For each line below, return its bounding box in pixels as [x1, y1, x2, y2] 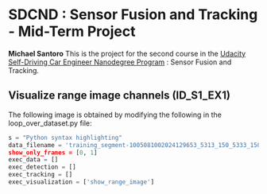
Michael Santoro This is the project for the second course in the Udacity [8, 48, 246, 58]
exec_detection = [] [8, 163, 77, 172]
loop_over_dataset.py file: [8, 118, 93, 128]
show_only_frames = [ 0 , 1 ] [8, 149, 98, 157]
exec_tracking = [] [8, 171, 73, 179]
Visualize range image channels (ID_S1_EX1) [8, 89, 230, 103]
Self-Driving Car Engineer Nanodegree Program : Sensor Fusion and [8, 57, 232, 67]
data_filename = [8, 141, 62, 149]
